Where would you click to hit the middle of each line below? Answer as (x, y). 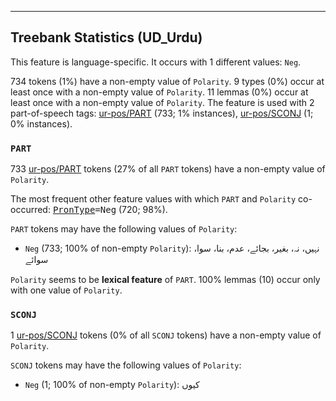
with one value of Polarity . (66, 290)
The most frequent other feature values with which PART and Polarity (153, 199)
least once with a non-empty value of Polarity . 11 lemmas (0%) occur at (159, 92)
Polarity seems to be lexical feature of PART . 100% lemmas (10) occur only (165, 280)
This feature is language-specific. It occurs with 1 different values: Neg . (156, 62)
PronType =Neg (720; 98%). (110, 210)
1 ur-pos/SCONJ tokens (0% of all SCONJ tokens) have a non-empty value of (166, 335)
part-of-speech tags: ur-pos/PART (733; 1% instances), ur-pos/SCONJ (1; (162, 113)
